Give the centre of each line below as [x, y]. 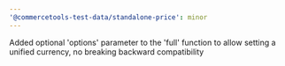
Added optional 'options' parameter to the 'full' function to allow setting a [142, 42]
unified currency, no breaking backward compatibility [107, 51]
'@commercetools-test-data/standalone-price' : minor [108, 17]
